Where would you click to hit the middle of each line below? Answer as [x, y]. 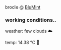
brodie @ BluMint [23, 7]
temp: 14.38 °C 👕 [22, 43]
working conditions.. [31, 20]
